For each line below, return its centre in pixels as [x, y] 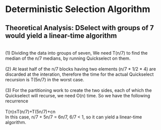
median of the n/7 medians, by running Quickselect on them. [68, 58]
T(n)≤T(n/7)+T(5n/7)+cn [30, 112]
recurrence [17, 101]
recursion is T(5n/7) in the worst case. [45, 80]
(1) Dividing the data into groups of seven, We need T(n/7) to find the [76, 53]
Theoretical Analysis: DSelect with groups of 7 [80, 28]
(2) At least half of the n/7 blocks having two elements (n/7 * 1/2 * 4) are [80, 69]
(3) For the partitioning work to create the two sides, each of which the [78, 90]
